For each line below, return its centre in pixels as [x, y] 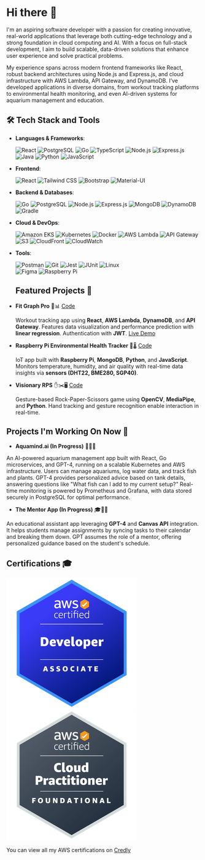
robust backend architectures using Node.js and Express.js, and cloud [95, 74]
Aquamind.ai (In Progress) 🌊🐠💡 [56, 446]
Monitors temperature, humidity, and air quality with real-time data [99, 366]
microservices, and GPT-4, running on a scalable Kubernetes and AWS [96, 465]
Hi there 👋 [32, 13]
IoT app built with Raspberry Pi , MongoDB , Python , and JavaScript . [102, 359]
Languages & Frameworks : [50, 138]
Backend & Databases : [44, 192]
